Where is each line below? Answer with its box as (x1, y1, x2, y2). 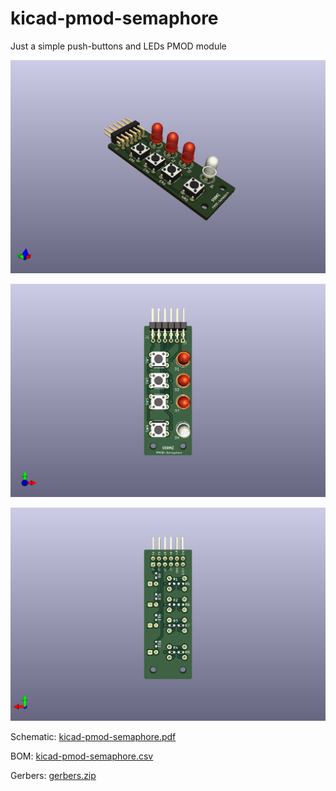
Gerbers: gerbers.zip (10, 770, 97, 782)
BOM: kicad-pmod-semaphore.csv (10, 750, 154, 762)
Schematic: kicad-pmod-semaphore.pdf (10, 731, 177, 743)
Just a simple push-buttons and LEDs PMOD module (10, 40, 227, 52)
